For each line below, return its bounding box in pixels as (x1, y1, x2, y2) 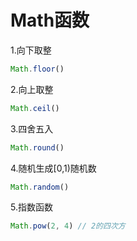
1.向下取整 (10, 44, 52, 56)
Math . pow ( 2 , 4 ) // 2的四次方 (10, 221, 126, 231)
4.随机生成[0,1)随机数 (10, 162, 97, 174)
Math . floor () (10, 64, 65, 74)
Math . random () (10, 182, 70, 192)
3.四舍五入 (10, 122, 54, 135)
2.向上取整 (10, 83, 54, 95)
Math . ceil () (10, 103, 60, 113)
